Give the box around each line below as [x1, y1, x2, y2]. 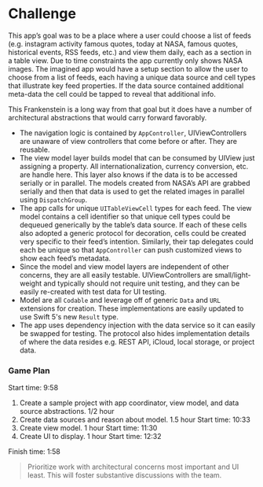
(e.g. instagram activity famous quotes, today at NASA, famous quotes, [8, 39, 238, 48]
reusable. [19, 145, 50, 154]
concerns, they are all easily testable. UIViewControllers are [19, 270, 214, 279]
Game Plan [8, 365, 51, 376]
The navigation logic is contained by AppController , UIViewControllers [19, 127, 247, 138]
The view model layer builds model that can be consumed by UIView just [19, 153, 255, 162]
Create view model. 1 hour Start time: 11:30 [19, 423, 158, 433]
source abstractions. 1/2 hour [19, 407, 115, 416]
